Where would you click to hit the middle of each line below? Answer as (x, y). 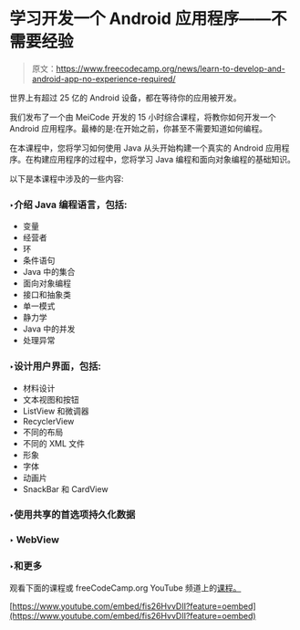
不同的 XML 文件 (53, 443)
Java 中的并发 (49, 329)
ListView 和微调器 (56, 411)
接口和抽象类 (47, 295)
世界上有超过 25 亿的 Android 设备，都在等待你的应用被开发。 (125, 98)
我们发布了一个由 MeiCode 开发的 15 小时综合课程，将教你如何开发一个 (143, 117)
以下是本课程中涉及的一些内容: (67, 178)
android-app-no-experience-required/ (103, 79)
